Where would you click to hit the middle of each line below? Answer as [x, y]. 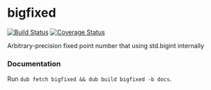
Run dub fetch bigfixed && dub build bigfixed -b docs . [89, 79]
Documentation [34, 63]
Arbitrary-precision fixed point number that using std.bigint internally [105, 45]
